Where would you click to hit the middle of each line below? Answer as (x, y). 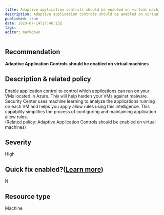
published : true (21, 19)
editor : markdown (23, 32)
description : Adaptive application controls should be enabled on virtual (83, 14)
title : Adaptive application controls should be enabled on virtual (76, 10)
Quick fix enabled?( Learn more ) (54, 169)
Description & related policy (48, 79)
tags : (10, 28)
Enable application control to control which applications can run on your (77, 91)
